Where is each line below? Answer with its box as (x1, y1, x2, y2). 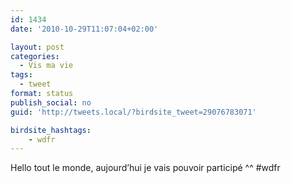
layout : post (10, 42, 65, 52)
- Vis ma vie (19, 61, 74, 71)
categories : (10, 51, 60, 61)
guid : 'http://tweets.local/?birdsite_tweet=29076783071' (10, 107, 257, 117)
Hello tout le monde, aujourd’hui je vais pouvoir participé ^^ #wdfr (10, 162, 281, 174)
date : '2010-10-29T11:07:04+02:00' (10, 24, 159, 34)
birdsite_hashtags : (10, 125, 92, 135)
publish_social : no (10, 97, 92, 108)
